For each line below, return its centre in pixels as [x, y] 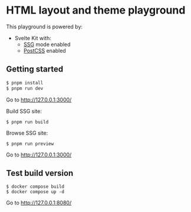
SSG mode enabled [47, 44]
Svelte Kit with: [33, 38]
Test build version [40, 173]
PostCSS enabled [45, 50]
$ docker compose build [35, 187]
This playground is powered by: [45, 27]
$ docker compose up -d [35, 192]
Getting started [35, 69]
